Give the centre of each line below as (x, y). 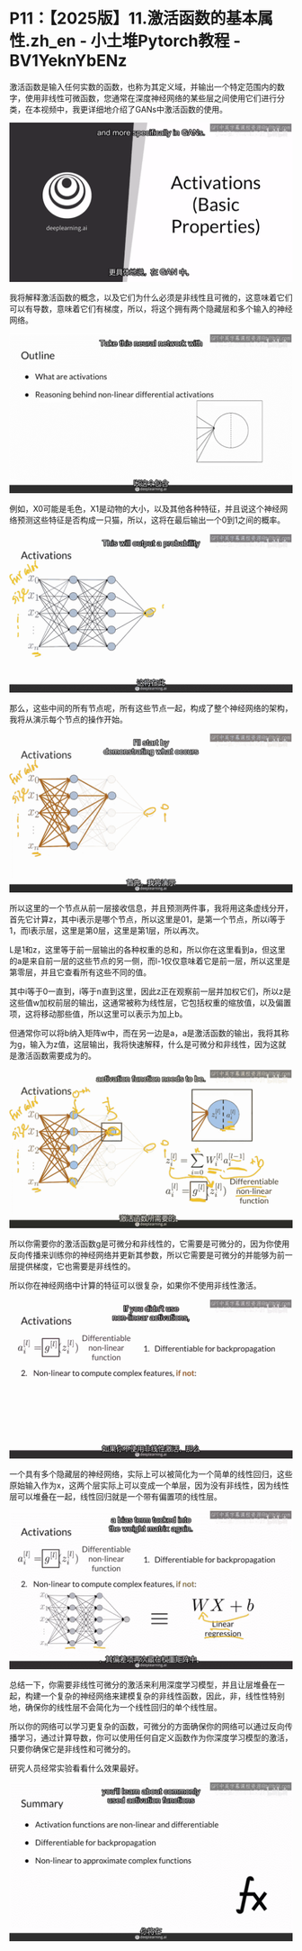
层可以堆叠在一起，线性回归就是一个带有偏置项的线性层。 (115, 1496)
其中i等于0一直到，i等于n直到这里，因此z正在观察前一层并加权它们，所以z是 (151, 991)
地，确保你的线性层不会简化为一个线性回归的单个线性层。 (115, 1708)
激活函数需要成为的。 (56, 1055)
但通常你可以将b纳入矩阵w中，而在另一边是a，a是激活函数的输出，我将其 (145, 1033)
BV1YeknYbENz (68, 61)
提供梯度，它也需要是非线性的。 (76, 1266)
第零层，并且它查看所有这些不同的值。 (80, 972)
